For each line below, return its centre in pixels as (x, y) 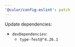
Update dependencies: (28, 24)
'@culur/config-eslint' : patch (38, 10)
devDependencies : (30, 33)
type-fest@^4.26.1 (39, 39)
